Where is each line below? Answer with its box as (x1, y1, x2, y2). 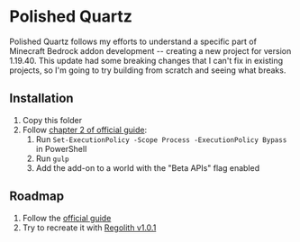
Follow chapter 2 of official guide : (22, 124, 147, 135)
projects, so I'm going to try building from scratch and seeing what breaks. (9, 65, 286, 76)
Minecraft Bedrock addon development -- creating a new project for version (9, 45, 292, 56)
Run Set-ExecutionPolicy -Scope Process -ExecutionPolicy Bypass (35, 133, 287, 145)
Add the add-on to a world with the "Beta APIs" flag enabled (35, 162, 259, 173)
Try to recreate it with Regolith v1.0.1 (22, 222, 157, 233)
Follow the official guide (22, 212, 112, 223)
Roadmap (9, 189, 65, 204)
